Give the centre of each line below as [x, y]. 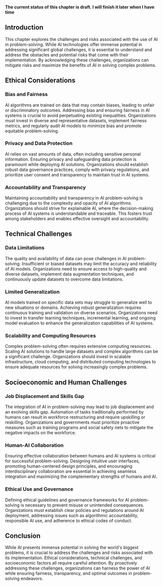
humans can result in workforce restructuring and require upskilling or [75, 417]
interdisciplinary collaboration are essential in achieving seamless [71, 472]
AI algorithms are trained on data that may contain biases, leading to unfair [80, 105]
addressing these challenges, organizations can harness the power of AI [78, 568]
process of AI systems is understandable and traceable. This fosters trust [79, 213]
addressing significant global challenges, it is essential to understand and [79, 49]
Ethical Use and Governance [39, 489]
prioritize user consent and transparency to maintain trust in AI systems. [77, 174]
